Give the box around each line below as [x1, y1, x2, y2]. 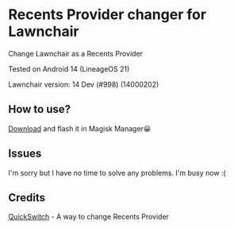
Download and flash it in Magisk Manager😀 [8, 123, 152, 133]
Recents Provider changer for [8, 6, 207, 24]
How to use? [8, 103, 71, 116]
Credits [8, 191, 46, 204]
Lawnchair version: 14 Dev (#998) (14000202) [8, 80, 159, 89]
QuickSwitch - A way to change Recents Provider [8, 212, 169, 222]
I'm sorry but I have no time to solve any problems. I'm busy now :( [8, 168, 226, 177]
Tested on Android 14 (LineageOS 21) [8, 64, 130, 73]
